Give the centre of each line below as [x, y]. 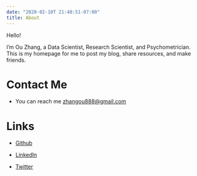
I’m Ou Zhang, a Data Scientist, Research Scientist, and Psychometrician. [99, 47]
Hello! [14, 35]
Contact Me [37, 85]
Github [24, 143]
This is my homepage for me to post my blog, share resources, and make [99, 53]
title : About [23, 18]
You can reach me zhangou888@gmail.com [71, 101]
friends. [16, 60]
